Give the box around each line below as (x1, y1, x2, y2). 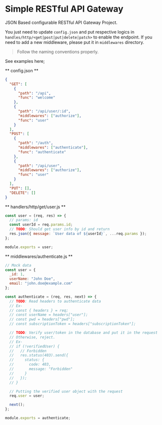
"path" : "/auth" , (18, 140, 54, 146)
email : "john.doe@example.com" (9, 281, 73, 286)
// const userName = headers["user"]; (9, 312, 89, 317)
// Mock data (5, 263, 32, 268)
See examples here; (5, 58, 45, 64)
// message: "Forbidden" (9, 367, 73, 371)
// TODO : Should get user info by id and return (9, 227, 110, 232)
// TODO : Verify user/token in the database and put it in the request (9, 330, 158, 335)
